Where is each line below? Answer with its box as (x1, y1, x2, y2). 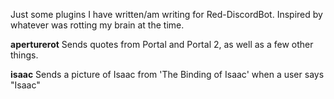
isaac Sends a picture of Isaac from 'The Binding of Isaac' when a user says (10, 69, 325, 80)
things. (10, 49, 39, 61)
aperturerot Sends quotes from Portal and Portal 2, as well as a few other (10, 39, 314, 50)
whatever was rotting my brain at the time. (10, 19, 185, 31)
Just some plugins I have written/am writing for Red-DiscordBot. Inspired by (10, 9, 323, 20)
